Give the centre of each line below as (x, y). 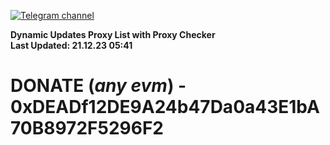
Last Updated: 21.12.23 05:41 (71, 45)
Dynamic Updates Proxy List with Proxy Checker (113, 34)
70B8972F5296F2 (87, 128)
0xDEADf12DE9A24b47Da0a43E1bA (165, 107)
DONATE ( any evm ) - (98, 86)
